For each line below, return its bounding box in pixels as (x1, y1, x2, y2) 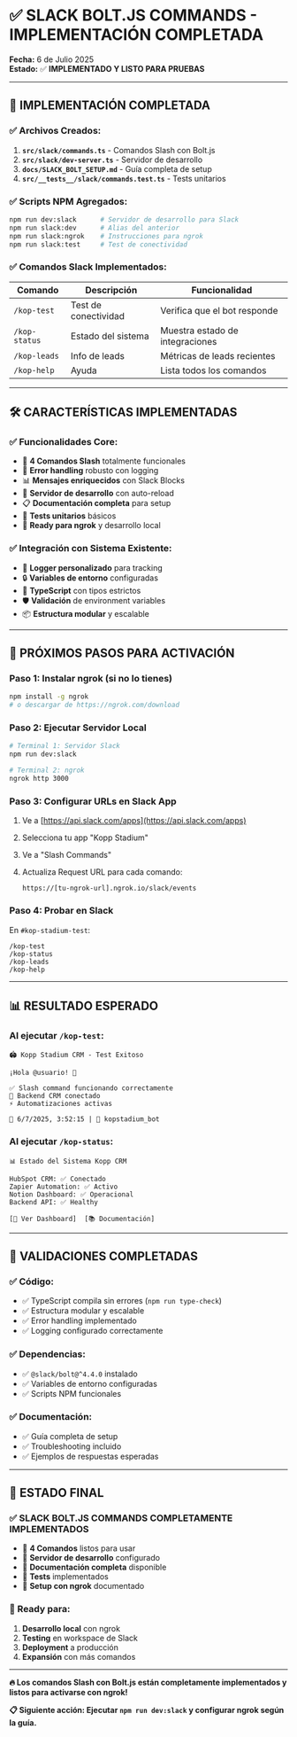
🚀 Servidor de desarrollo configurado (21, 1553, 161, 1563)
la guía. (9, 1717, 37, 1728)
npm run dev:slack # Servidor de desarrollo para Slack (9, 214, 240, 224)
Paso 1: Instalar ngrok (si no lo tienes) (9, 673, 173, 685)
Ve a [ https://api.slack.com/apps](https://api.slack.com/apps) (21, 815, 247, 826)
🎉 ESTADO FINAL (9, 1485, 104, 1500)
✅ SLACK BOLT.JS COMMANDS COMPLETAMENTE (9, 1512, 233, 1524)
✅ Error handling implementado (21, 1315, 137, 1326)
